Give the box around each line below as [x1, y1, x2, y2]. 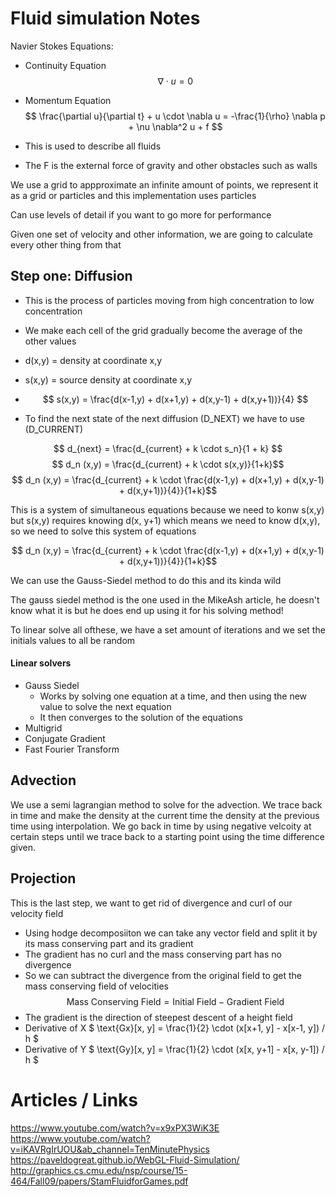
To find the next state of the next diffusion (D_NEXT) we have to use [24, 412, 305, 424]
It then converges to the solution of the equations [39, 711, 243, 723]
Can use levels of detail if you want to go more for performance [10, 208, 272, 221]
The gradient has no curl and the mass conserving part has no [24, 948, 282, 960]
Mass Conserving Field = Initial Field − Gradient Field [66, 995, 285, 1007]
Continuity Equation [24, 59, 107, 71]
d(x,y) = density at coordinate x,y [24, 354, 163, 366]
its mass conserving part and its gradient [24, 937, 194, 949]
